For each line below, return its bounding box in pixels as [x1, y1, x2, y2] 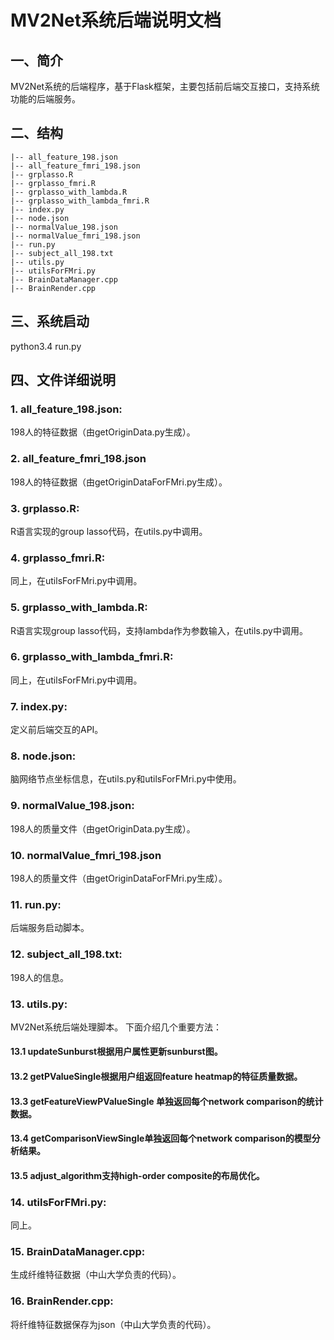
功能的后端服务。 [10, 93, 81, 105]
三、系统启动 [10, 313, 90, 330]
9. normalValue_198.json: [10, 799, 135, 813]
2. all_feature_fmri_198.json [10, 452, 147, 466]
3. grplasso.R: [10, 501, 80, 515]
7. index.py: [10, 699, 68, 713]
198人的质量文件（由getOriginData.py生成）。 [10, 822, 196, 835]
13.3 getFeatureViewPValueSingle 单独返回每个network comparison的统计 [10, 1095, 324, 1107]
